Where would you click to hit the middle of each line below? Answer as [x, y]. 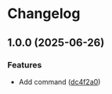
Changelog [44, 14]
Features [25, 65]
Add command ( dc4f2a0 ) [60, 81]
